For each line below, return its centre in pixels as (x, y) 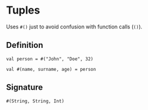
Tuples (23, 10)
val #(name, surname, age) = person (51, 69)
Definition (24, 45)
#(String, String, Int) (35, 101)
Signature (24, 87)
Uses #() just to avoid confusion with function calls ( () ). (74, 27)
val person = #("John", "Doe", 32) (50, 59)
